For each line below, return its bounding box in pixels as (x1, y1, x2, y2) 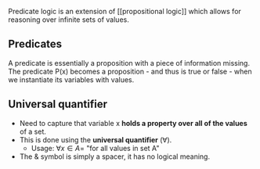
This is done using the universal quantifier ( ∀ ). (19, 135, 172, 144)
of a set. (19, 127, 47, 136)
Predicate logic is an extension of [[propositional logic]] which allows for (8, 7, 241, 16)
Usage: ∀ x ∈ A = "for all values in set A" (31, 143, 160, 153)
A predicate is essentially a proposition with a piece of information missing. (8, 58, 251, 67)
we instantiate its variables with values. (8, 74, 135, 84)
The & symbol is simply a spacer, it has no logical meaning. (19, 152, 210, 161)
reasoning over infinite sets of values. (8, 15, 129, 24)
